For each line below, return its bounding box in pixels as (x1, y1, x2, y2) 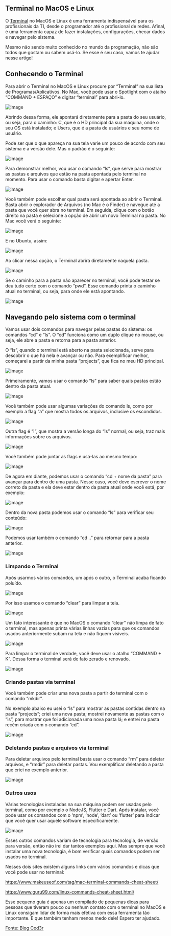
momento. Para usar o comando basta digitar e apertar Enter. (5, 176, 134, 182)
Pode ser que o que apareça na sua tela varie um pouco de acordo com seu (5, 140, 165, 146)
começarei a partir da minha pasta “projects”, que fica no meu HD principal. (5, 358, 164, 364)
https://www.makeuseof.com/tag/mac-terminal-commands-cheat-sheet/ (5, 879, 159, 885)
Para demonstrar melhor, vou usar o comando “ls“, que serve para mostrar (5, 165, 162, 171)
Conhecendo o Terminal (5, 70, 83, 78)
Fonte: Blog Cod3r (5, 925, 44, 931)
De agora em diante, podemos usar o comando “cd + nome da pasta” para (5, 473, 162, 480)
